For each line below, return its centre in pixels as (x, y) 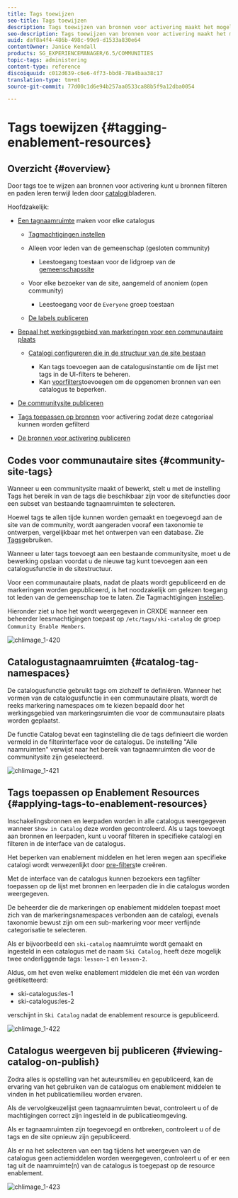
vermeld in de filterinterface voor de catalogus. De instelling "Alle (102, 742)
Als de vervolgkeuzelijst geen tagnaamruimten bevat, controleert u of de (113, 1108)
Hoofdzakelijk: (28, 207)
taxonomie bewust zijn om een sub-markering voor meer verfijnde (104, 922)
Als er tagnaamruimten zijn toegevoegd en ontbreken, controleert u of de (114, 1129)
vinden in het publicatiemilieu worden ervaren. (75, 1094)
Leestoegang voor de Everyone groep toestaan (107, 305)
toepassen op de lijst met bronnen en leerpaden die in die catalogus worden (119, 886)
